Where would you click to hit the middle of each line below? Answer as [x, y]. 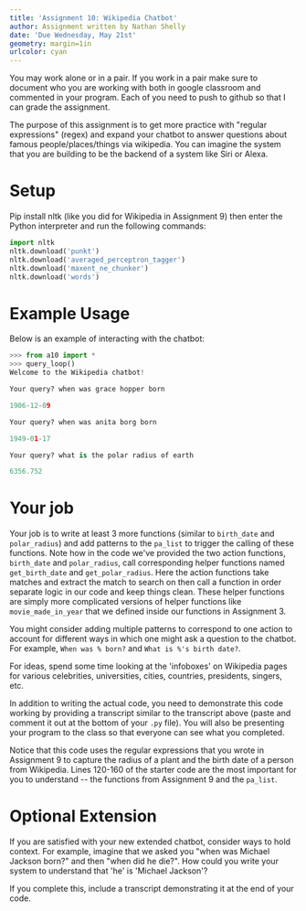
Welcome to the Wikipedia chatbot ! [77, 373]
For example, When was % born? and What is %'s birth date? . [125, 648]
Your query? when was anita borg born [83, 422]
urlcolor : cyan [38, 52]
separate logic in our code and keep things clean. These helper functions [147, 592]
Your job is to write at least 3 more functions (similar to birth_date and [142, 534]
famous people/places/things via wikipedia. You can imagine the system [145, 145]
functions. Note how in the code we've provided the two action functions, [148, 553]
